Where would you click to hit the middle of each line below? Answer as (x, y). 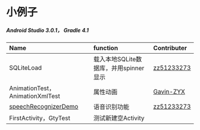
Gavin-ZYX (169, 92)
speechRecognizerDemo (44, 107)
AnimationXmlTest (35, 96)
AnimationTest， (32, 88)
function (106, 48)
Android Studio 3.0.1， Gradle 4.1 (48, 30)
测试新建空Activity (119, 118)
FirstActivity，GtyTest (40, 118)
